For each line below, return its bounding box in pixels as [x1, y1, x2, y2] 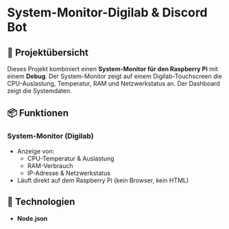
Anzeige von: [16, 147, 55, 155]
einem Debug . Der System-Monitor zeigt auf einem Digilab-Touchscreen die [7, 72, 223, 80]
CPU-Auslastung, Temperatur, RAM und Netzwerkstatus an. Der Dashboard [7, 80, 221, 87]
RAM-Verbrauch [27, 161, 73, 169]
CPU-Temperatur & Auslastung [27, 154, 114, 162]
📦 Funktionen [7, 108, 69, 119]
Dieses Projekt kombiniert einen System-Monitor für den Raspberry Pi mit [7, 65, 218, 73]
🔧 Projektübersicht [7, 47, 89, 58]
